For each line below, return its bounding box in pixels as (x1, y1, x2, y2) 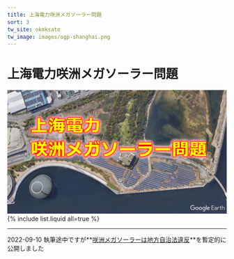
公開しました (7, 244, 44, 252)
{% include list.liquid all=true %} (7, 214, 100, 223)
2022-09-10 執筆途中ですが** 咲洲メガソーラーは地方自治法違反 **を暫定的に (7, 235, 227, 244)
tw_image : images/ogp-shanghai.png (7, 33, 111, 40)
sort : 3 (7, 18, 30, 26)
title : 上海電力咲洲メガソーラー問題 (7, 11, 102, 18)
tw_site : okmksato (7, 26, 61, 33)
